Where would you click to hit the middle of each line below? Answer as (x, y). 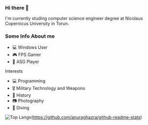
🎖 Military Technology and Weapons (49, 88)
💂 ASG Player (25, 62)
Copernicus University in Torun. (37, 23)
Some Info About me (30, 36)
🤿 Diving (21, 107)
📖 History (22, 95)
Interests (14, 71)
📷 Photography (28, 101)
